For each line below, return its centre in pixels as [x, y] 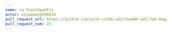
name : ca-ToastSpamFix [29, 10]
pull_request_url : [25, 19]
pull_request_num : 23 [28, 24]
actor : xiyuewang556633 [31, 14]
